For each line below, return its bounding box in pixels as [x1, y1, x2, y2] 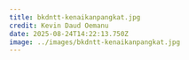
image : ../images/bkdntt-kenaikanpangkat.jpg [9, 37, 180, 47]
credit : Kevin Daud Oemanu [9, 21, 109, 30]
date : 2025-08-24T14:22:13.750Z [9, 29, 129, 38]
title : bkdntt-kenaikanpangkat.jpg [9, 12, 141, 22]
